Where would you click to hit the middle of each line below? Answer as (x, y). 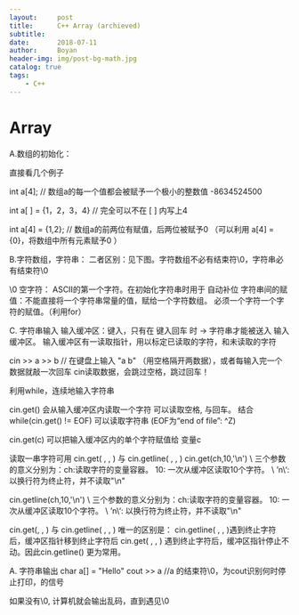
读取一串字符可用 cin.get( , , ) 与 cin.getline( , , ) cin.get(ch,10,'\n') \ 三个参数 (148, 458)
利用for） (69, 312)
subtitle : (28, 34)
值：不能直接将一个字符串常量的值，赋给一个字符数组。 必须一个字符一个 (143, 300)
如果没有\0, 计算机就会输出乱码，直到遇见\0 (89, 601)
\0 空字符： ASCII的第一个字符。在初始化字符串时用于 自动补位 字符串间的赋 (149, 289)
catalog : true (36, 68)
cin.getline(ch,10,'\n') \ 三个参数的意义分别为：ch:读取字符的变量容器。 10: (145, 499)
